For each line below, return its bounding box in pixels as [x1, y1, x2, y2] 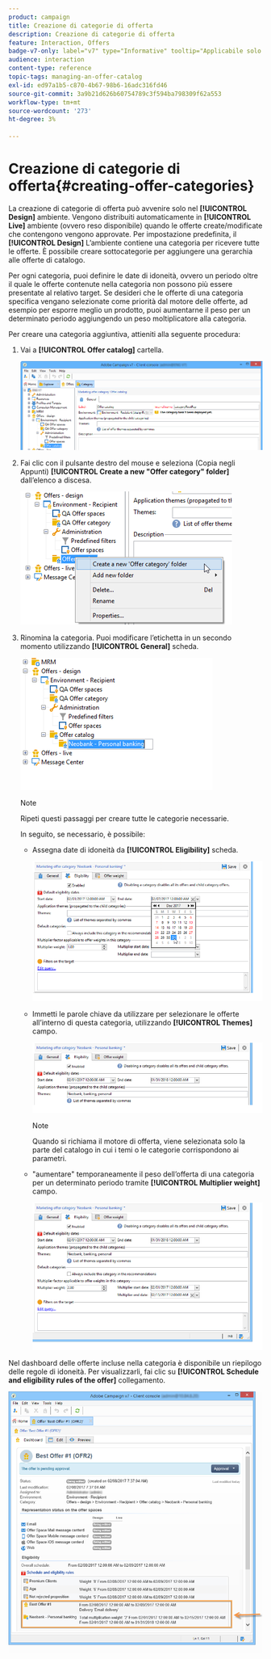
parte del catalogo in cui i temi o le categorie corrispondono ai [31, 1144, 240, 1155]
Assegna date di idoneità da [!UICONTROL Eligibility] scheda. [31, 845, 239, 855]
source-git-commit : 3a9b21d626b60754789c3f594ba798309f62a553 [8, 90, 222, 98]
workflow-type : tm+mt [8, 98, 81, 107]
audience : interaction [8, 56, 85, 64]
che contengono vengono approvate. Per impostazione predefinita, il [8, 229, 237, 238]
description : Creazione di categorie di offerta [8, 30, 175, 38]
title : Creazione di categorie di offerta [8, 21, 153, 30]
